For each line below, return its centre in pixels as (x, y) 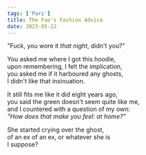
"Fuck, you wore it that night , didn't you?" (66, 46)
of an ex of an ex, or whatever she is (59, 137)
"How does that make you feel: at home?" (66, 116)
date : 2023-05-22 (32, 26)
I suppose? (23, 145)
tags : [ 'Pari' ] (29, 13)
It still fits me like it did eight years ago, (63, 94)
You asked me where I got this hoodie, (61, 59)
